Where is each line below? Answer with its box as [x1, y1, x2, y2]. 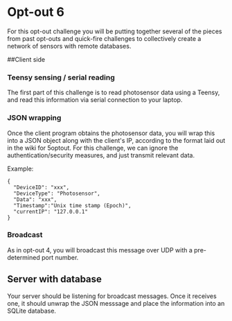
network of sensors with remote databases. [7, 42, 132, 50]
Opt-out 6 [7, 4, 64, 20]
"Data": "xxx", [13, 196, 57, 203]
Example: [7, 164, 34, 173]
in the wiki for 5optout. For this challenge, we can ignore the [7, 144, 179, 152]
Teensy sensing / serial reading [7, 72, 116, 82]
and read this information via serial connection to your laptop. [7, 96, 183, 104]
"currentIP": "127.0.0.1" [13, 208, 89, 215]
